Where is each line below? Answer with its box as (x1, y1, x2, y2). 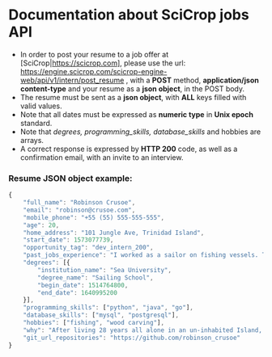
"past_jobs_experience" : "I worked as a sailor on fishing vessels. (23, 251, 259, 259)
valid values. (19, 101, 62, 111)
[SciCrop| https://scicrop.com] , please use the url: (19, 58, 186, 68)
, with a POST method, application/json (125, 75, 259, 85)
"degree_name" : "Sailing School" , (37, 273, 154, 282)
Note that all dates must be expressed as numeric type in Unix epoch (19, 109, 253, 119)
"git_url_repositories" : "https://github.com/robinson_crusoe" (23, 334, 241, 342)
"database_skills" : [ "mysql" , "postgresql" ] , (23, 311, 180, 320)
